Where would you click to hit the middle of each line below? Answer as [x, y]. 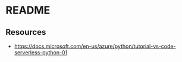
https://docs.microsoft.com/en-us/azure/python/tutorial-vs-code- [95, 46]
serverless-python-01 [41, 53]
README [28, 10]
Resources [26, 32]
